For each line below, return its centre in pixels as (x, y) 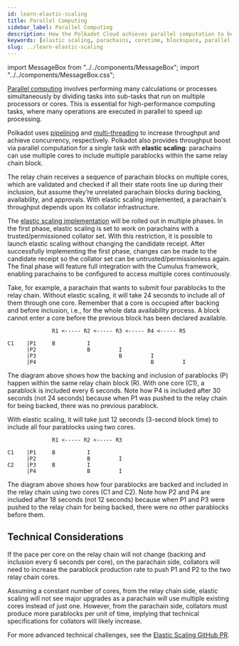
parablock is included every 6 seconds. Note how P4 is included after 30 (114, 390)
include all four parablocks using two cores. (71, 427)
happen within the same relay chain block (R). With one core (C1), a (106, 383)
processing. (25, 119)
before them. (26, 515)
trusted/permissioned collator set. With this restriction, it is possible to (110, 236)
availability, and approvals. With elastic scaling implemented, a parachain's (117, 199)
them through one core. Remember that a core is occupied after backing (113, 303)
